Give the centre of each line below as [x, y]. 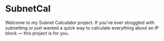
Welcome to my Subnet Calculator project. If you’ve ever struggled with [80, 22]
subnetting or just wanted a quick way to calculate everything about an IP [82, 27]
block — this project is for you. [37, 33]
